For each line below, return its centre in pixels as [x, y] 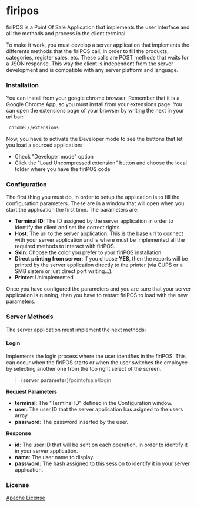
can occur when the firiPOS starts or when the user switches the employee [97, 362]
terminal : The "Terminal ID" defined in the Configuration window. [94, 403]
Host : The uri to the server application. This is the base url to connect [99, 233]
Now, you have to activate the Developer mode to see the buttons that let [95, 139]
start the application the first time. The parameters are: [73, 210]
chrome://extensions [34, 128]
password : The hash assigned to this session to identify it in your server [102, 463]
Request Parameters [32, 391]
